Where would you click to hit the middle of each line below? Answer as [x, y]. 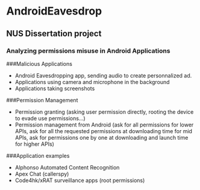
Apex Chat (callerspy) [42, 174]
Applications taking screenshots [55, 88]
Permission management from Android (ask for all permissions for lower [104, 125]
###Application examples [38, 156]
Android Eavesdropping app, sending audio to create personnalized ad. [103, 75]
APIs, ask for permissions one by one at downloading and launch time [102, 137]
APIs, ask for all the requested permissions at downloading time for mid [104, 131]
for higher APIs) [34, 144]
